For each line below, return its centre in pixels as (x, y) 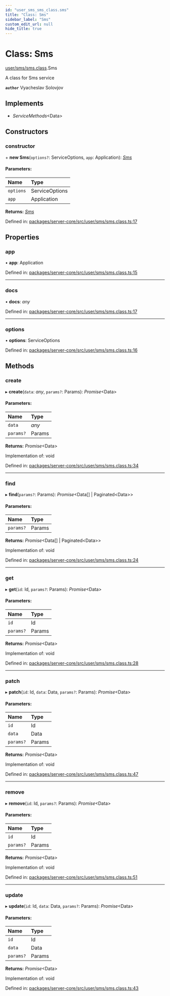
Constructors (27, 132)
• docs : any (18, 301)
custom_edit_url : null (29, 24)
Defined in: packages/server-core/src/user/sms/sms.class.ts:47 (72, 774)
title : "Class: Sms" (27, 15)
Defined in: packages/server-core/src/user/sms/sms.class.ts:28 (72, 663)
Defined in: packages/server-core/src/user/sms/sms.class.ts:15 (71, 272)
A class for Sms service (30, 78)
